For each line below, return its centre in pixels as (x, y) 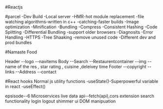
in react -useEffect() (25, 87)
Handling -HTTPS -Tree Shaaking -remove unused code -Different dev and (81, 37)
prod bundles (19, 43)
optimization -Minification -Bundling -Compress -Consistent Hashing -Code (81, 27)
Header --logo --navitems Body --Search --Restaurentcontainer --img (76, 61)
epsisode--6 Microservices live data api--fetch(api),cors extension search (80, 96)
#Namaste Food (21, 52)
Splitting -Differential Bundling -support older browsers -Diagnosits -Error (79, 32)
